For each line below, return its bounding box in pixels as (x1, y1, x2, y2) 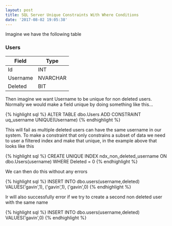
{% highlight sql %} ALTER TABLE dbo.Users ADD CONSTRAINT (5, 111, 141, 117)
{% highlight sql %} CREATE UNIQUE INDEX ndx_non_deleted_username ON (5, 153, 167, 159)
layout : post (5, 7, 33, 13)
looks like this (5, 143, 34, 149)
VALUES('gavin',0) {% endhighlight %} (5, 214, 87, 221)
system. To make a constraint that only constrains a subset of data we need (5, 132, 165, 138)
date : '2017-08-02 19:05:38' (5, 17, 68, 22)
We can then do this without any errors (5, 168, 88, 175)
